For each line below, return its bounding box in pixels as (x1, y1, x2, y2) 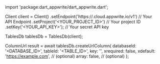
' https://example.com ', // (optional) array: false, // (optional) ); (5, 53, 129, 59)
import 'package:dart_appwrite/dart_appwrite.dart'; (5, 4, 109, 10)
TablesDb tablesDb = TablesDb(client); (5, 34, 83, 39)
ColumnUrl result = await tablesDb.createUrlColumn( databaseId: (5, 43, 137, 48)
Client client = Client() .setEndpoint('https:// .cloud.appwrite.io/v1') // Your (5, 14, 153, 19)
